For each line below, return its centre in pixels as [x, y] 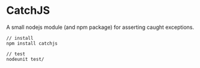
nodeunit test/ [25, 59]
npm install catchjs [32, 43]
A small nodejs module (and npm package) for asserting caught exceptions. [100, 27]
